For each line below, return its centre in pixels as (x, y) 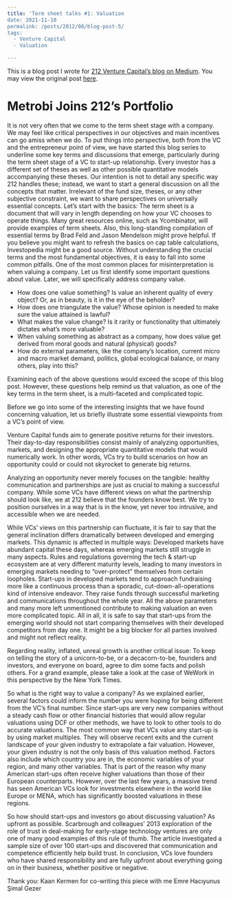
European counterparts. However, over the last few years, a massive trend (112, 781)
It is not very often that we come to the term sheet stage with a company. (111, 125)
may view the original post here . (53, 79)
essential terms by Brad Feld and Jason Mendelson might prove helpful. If (112, 235)
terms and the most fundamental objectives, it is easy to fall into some (107, 257)
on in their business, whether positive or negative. (78, 867)
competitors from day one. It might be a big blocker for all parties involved (112, 630)
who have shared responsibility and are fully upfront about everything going (115, 860)
